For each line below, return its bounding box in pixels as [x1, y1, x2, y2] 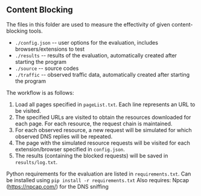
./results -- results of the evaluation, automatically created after [14, 51, 177, 59]
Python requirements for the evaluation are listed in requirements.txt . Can [6, 170, 191, 177]
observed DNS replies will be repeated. [14, 133, 113, 140]
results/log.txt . [14, 158, 58, 165]
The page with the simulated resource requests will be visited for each [14, 139, 190, 147]
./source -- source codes [14, 65, 79, 72]
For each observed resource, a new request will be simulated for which [14, 126, 192, 133]
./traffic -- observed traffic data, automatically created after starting [14, 71, 190, 78]
